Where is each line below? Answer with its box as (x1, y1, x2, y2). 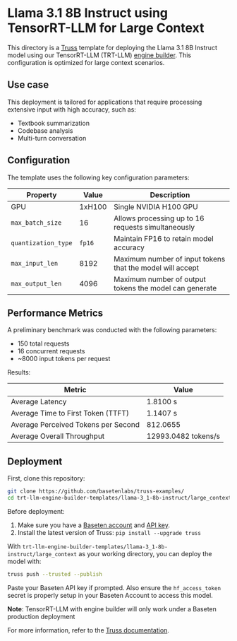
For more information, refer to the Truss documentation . (7, 625, 169, 634)
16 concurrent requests (17, 347, 85, 355)
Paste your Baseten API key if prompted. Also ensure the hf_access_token (7, 583, 221, 592)
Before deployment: (7, 507, 65, 515)
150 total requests (17, 339, 70, 348)
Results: (7, 368, 31, 377)
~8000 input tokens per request (17, 355, 111, 363)
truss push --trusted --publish (7, 570, 102, 577)
